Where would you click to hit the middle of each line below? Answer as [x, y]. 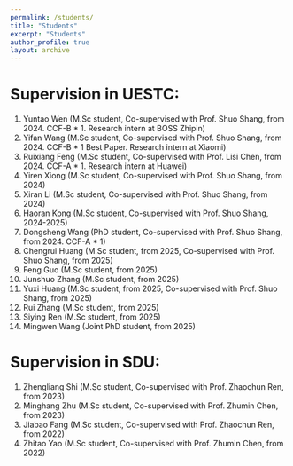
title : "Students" [44, 26]
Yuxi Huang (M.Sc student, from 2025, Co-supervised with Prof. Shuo [150, 288]
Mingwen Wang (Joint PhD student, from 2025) [109, 327]
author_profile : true [50, 42]
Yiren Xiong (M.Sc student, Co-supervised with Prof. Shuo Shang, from [152, 176]
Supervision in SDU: [85, 363]
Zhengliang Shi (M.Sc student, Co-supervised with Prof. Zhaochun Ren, [153, 387]
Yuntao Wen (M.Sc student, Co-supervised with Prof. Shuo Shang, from [154, 119]
